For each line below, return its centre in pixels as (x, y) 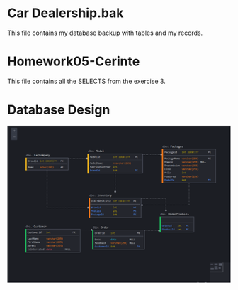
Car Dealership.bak (66, 13)
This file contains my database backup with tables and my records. (105, 33)
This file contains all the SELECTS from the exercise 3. (87, 81)
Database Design (59, 110)
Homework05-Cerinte (74, 61)
